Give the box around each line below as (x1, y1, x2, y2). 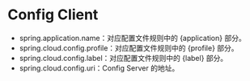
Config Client (7, 6, 99, 24)
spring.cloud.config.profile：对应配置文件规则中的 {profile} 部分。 (19, 43, 239, 53)
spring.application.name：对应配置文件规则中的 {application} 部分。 (19, 33, 246, 43)
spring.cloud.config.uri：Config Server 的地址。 (19, 63, 180, 73)
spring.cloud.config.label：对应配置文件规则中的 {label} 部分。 (19, 53, 228, 63)
